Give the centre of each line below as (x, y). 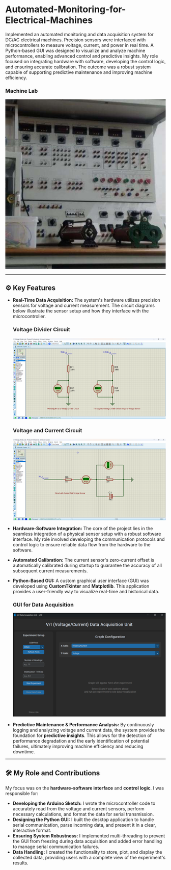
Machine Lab (22, 91)
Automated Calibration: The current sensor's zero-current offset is (83, 560)
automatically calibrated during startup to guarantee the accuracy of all (87, 565)
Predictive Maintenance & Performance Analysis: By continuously (83, 724)
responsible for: (22, 793)
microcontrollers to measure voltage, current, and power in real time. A (79, 45)
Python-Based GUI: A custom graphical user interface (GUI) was (81, 581)
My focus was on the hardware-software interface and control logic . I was (85, 788)
